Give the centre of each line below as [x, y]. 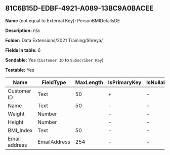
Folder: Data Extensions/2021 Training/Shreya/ [54, 40]
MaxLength [89, 82]
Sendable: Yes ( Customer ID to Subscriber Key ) [54, 60]
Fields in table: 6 [23, 50]
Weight [16, 114]
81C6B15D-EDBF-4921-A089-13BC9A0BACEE [79, 8]
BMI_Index [20, 130]
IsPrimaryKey [125, 82]
